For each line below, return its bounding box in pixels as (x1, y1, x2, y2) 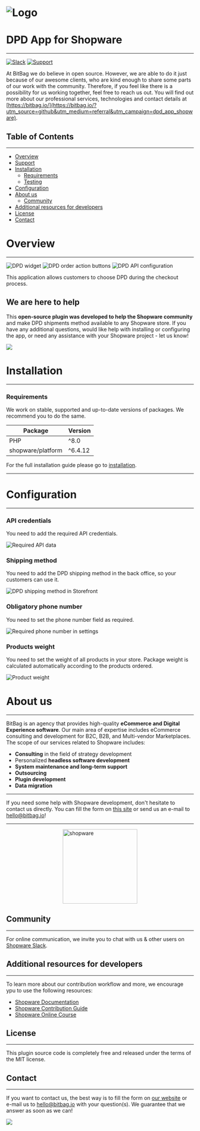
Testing (23, 178, 42, 185)
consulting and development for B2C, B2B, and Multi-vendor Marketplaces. (6, 732, 191, 740)
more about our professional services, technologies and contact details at (6, 95, 187, 102)
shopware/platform (9, 446, 62, 455)
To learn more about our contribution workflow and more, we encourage (6, 980, 183, 988)
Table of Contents (6, 131, 74, 142)
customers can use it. (6, 576, 60, 583)
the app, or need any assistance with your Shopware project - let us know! (6, 332, 189, 339)
